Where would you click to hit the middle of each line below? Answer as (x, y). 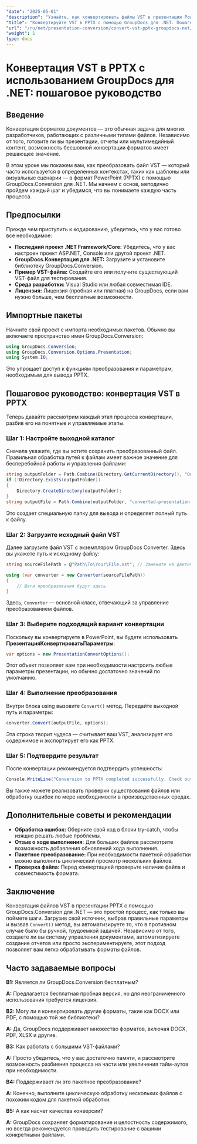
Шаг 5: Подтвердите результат (52, 756)
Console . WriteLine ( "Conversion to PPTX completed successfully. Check (94, 779)
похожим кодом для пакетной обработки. (59, 1100)
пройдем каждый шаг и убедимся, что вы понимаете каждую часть (91, 190)
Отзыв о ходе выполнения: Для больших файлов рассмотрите (94, 842)
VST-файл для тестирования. (51, 278)
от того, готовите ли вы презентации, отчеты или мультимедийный (90, 141)
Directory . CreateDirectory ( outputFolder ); (69, 491)
